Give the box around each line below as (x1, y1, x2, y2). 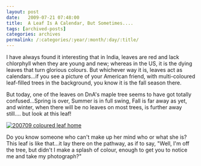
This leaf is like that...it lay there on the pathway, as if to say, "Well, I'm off (6, 140, 190, 147)
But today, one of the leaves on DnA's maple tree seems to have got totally (6, 91, 192, 98)
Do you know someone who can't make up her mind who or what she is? (6, 133, 187, 141)
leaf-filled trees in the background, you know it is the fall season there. (6, 79, 182, 86)
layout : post (6, 8, 39, 15)
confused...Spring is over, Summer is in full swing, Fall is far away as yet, (6, 97, 187, 104)
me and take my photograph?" (6, 153, 82, 160)
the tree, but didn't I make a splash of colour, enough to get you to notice (6, 146, 188, 153)
